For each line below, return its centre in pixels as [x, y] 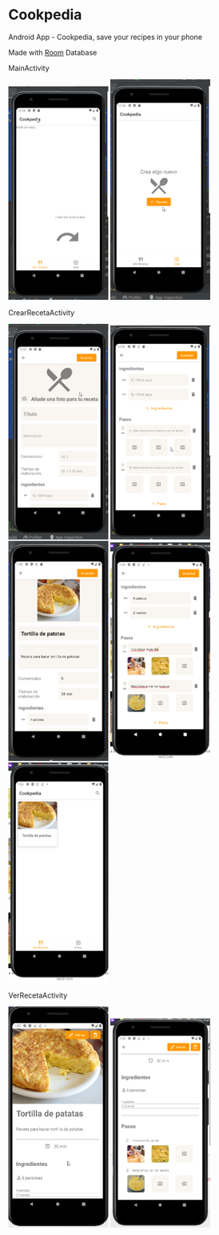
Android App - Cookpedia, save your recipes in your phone [105, 37]
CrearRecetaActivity [42, 312]
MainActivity [29, 68]
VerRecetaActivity [38, 995]
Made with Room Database [53, 52]
